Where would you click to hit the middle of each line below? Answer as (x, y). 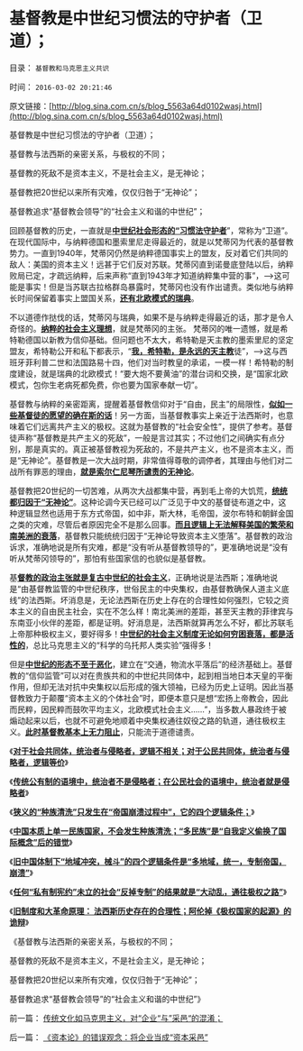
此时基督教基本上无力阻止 (73, 732)
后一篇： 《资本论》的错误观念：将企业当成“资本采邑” (109, 1037)
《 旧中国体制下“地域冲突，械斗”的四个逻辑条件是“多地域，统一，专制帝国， (148, 861)
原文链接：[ (31, 105)
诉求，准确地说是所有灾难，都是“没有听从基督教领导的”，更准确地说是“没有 (149, 547)
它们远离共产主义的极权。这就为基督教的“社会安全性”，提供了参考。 (151, 426)
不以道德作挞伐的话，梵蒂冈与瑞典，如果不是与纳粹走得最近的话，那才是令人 (151, 317)
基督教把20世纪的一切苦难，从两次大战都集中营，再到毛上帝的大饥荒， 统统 (149, 490)
